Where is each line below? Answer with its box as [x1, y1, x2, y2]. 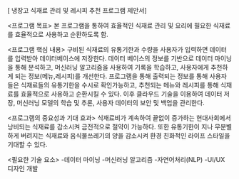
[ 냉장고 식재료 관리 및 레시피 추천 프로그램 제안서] [7, 6, 148, 14]
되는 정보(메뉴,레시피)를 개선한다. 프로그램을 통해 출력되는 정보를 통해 [14, 72, 208, 80]
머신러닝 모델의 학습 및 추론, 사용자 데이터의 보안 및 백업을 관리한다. [16, 99, 205, 107]
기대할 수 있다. [7, 141, 48, 148]
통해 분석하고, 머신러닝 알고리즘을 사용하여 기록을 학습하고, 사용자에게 [14, 63, 209, 71]
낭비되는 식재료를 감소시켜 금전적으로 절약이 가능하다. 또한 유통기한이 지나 [7, 123, 213, 131]
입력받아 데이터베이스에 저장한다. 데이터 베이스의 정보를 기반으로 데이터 [14, 54, 213, 63]
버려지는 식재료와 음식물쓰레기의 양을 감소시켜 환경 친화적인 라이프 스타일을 [20, 131, 230, 140]
